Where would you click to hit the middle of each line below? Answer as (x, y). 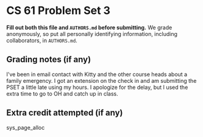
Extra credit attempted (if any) (65, 113)
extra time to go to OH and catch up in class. (62, 93)
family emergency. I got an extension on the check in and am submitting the (101, 80)
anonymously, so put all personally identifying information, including (92, 33)
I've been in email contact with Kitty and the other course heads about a (97, 74)
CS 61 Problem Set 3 (59, 11)
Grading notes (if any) (49, 59)
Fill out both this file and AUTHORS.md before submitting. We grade (89, 27)
